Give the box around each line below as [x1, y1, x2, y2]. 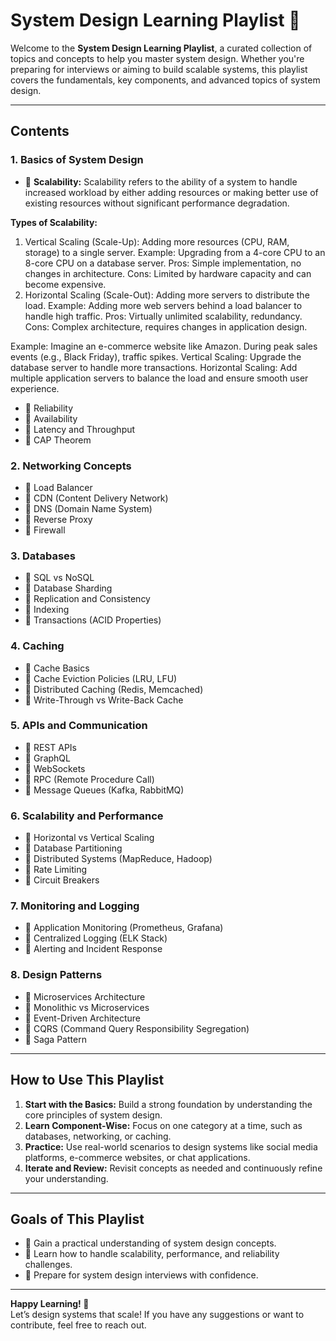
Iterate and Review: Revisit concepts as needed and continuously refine [24, 1162, 323, 1174]
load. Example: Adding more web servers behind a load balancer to [24, 299, 303, 311]
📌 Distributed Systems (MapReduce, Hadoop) [24, 853, 213, 865]
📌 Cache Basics [24, 662, 90, 674]
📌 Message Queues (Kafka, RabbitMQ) [24, 784, 185, 796]
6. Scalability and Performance [10, 809, 164, 823]
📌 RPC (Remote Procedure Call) [24, 773, 155, 785]
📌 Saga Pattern [24, 1033, 87, 1045]
